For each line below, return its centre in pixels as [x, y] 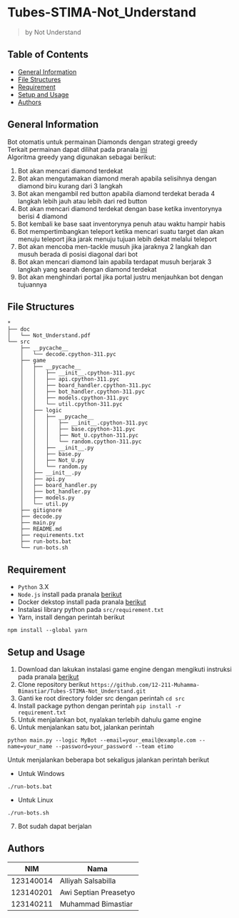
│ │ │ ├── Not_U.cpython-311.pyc [80, 436]
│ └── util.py [45, 504]
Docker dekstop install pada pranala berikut [82, 602]
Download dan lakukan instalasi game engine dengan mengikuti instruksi [124, 669]
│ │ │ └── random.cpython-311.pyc [81, 442]
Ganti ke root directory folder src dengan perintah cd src [101, 698]
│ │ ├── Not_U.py [52, 461]
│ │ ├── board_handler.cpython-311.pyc [86, 386]
